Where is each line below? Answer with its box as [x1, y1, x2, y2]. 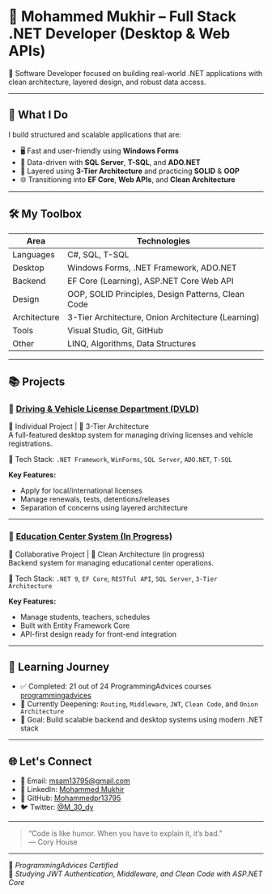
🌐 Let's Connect [8, 754, 92, 768]
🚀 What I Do [8, 108, 69, 122]
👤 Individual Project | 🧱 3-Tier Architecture [8, 422, 150, 431]
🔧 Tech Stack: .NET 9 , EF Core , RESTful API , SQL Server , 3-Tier [8, 574, 218, 583]
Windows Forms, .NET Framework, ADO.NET [67, 262, 237, 273]
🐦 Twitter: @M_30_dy [19, 803, 94, 812]
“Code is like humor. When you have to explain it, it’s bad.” [28, 828, 223, 838]
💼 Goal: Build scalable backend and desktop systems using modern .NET [19, 715, 264, 725]
